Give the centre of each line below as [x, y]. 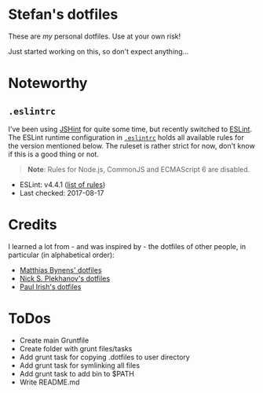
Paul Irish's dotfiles [50, 286]
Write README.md [49, 382]
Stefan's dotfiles [63, 15]
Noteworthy [48, 83]
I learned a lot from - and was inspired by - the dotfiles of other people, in [127, 246]
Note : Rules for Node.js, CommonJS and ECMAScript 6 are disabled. [139, 169]
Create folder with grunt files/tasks [76, 348]
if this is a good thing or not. [54, 154]
